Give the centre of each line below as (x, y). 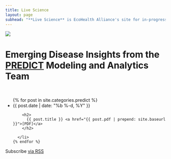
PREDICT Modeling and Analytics (77, 65)
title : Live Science (27, 10)
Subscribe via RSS (25, 151)
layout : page (19, 15)
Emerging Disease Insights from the (82, 54)
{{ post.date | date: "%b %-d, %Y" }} (51, 106)
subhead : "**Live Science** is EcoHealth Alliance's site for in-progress (86, 19)
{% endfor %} (26, 142)
